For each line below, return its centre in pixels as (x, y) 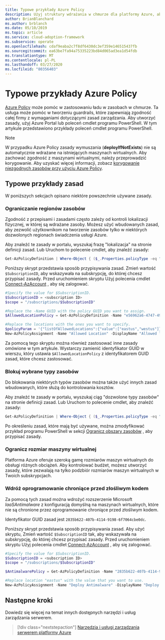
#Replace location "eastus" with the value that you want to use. (74, 581)
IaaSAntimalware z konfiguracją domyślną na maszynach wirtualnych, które (82, 504)
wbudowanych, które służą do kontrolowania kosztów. (60, 388)
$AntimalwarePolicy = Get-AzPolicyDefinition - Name (59, 572)
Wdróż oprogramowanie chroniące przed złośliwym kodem (77, 489)
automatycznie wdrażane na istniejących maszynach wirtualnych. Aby (76, 152)
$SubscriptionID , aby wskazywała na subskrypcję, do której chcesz (74, 273)
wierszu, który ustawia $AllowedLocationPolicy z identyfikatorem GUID (77, 354)
